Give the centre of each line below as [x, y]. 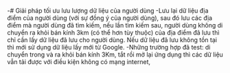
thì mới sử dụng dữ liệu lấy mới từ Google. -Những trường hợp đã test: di [109, 47]
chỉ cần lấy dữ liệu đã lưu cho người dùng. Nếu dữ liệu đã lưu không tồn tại [112, 40]
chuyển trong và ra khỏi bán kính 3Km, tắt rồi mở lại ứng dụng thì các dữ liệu [115, 54]
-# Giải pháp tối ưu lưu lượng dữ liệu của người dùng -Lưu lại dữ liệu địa [108, 11]
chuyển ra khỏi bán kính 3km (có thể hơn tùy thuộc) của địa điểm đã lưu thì [113, 32]
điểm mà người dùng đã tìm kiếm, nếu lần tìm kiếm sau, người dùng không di [115, 25]
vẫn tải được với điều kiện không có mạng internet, [79, 62]
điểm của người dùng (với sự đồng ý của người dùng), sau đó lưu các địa [110, 18]
